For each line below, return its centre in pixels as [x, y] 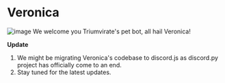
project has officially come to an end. [69, 65]
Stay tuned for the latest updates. [64, 72]
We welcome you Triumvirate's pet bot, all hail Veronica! [112, 31]
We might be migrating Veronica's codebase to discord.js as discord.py [118, 57]
